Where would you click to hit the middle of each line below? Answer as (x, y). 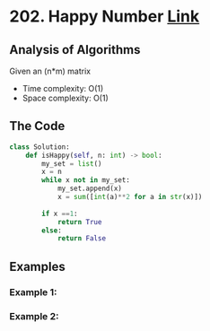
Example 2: (34, 316)
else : (52, 231)
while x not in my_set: (86, 180)
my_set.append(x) (90, 189)
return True (79, 222)
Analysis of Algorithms (75, 50)
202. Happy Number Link (105, 17)
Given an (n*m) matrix (50, 71)
